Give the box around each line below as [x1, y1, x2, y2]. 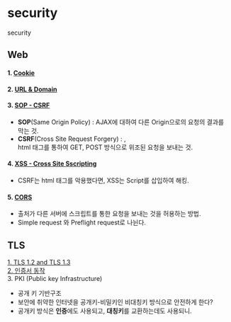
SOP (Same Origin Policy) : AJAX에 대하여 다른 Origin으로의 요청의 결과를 [17, 117, 225, 126]
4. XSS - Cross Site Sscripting [7, 159, 97, 168]
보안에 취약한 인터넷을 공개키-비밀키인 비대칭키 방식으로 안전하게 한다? [17, 297, 214, 306]
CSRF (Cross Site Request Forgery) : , [17, 134, 126, 143]
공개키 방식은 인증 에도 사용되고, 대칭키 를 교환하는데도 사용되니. [17, 306, 193, 315]
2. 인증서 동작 [7, 266, 45, 275]
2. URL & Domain [7, 85, 57, 93]
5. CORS [7, 192, 33, 201]
